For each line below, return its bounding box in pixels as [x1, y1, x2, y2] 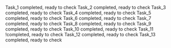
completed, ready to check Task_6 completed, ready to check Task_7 [5, 15, 152, 21]
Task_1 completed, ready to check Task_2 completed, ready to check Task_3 [5, 5, 166, 10]
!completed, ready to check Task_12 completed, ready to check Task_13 [5, 32, 156, 37]
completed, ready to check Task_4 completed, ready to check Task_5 [5, 10, 152, 16]
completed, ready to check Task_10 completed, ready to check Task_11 [5, 26, 154, 32]
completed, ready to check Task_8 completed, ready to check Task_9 [5, 20, 152, 27]
